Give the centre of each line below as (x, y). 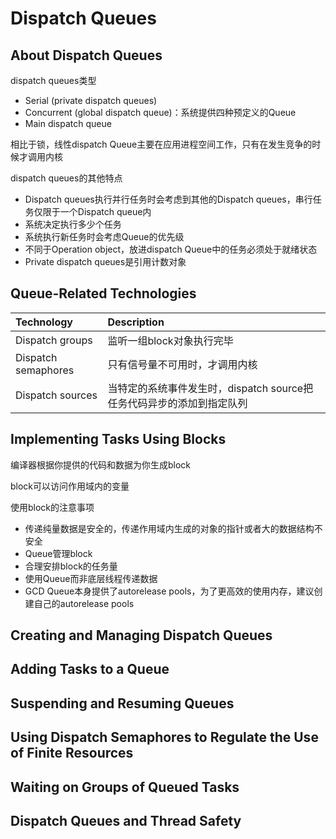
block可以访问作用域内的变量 (70, 486)
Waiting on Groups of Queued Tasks (125, 787)
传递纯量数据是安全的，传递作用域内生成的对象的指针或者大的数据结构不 (173, 528)
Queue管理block (58, 553)
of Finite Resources (72, 753)
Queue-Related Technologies (103, 293)
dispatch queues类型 (53, 80)
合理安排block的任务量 (71, 566)
